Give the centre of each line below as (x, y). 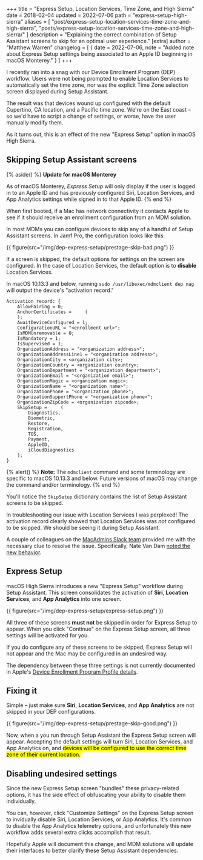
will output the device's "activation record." (60, 290)
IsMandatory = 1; (39, 338)
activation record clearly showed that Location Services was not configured (101, 521)
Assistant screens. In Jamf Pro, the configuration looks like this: (86, 235)
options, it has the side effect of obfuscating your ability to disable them (96, 795)
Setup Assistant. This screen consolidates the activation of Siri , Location (97, 592)
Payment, (39, 439)
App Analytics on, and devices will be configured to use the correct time (96, 748)
